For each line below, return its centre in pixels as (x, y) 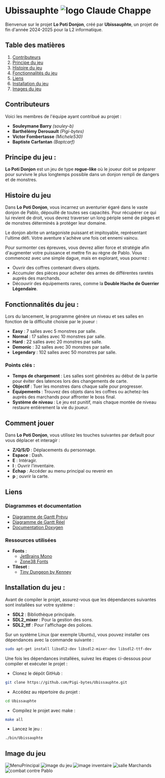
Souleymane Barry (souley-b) (43, 126)
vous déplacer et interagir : (33, 440)
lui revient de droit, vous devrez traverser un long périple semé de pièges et (82, 218)
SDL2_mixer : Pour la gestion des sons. (53, 619)
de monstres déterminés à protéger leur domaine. (56, 223)
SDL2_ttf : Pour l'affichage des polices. (52, 625)
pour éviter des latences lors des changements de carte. (70, 381)
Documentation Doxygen (38, 527)
